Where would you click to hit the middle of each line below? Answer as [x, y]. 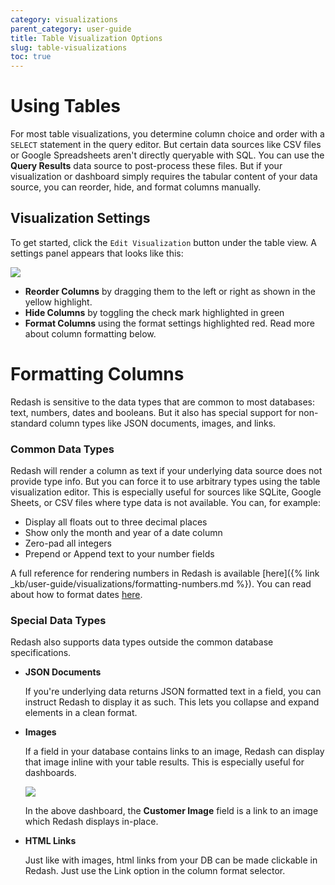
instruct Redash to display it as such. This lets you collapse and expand [172, 702]
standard [29, 423]
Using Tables [66, 106]
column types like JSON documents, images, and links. [163, 423]
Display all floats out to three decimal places [116, 522]
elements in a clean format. [81, 713]
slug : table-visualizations [69, 47]
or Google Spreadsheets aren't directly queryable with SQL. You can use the [167, 155]
